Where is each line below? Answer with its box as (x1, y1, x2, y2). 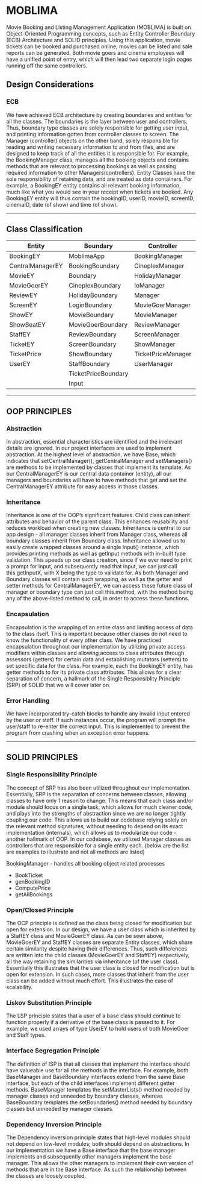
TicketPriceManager (134, 350, 192, 359)
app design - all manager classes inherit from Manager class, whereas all (6, 531, 188, 538)
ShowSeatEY (9, 321, 46, 329)
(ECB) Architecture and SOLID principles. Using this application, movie (6, 36, 181, 43)
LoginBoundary (69, 301, 112, 309)
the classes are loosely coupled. (6, 1172, 86, 1179)
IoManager (134, 281, 165, 290)
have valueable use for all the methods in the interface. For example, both (6, 1066, 189, 1073)
